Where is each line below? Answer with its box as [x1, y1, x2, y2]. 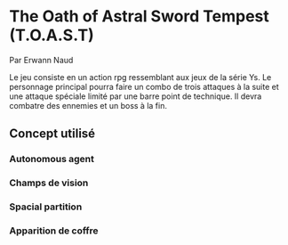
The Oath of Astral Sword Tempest [9, 6, 269, 27]
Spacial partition [9, 200, 83, 213]
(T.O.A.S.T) [9, 25, 95, 45]
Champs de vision [9, 176, 89, 189]
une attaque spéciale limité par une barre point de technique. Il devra [9, 91, 262, 102]
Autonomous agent [9, 153, 95, 166]
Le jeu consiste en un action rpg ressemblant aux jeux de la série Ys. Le [9, 71, 272, 82]
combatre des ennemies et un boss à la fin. [9, 100, 167, 110]
